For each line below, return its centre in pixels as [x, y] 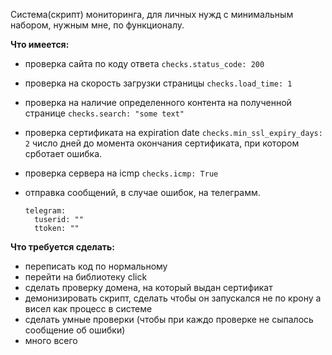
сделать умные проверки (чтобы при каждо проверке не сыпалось [169, 319]
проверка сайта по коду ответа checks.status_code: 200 [144, 63]
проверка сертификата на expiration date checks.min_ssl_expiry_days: [173, 132]
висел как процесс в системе [88, 308]
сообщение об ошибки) [75, 330]
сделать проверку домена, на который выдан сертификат [148, 287]
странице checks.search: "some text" [104, 113]
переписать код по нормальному [96, 266]
